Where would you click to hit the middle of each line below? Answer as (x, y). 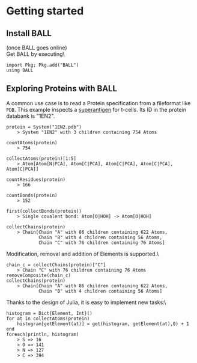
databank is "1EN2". (31, 116)
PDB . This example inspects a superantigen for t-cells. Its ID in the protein (96, 109)
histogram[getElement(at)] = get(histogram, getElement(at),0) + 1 (103, 324)
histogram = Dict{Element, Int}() (50, 313)
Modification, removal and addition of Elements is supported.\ (83, 254)
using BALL (20, 70)
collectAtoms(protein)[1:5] (41, 158)
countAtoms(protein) (32, 142)
